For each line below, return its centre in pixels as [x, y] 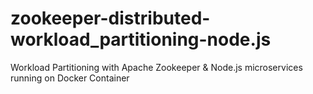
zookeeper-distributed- [110, 18]
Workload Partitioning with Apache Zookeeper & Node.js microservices [156, 67]
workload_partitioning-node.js [141, 39]
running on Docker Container [70, 78]
